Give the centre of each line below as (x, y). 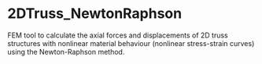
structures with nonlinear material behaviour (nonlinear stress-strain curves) (131, 43)
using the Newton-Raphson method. (66, 52)
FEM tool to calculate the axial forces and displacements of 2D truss (118, 35)
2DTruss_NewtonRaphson (95, 14)
